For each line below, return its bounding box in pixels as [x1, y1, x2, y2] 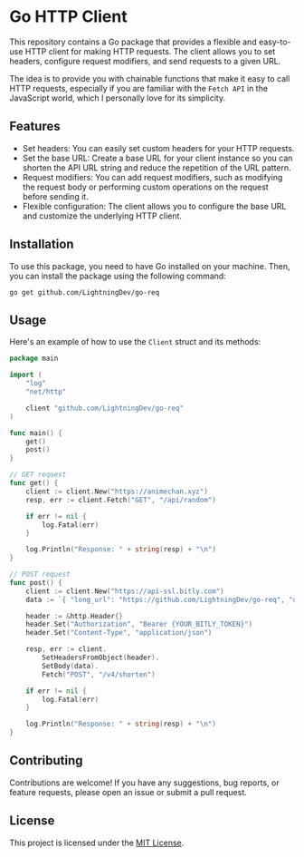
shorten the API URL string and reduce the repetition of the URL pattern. [22, 161, 291, 173]
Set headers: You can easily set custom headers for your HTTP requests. [22, 142, 295, 153]
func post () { [9, 578, 63, 587]
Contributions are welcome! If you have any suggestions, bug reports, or [9, 777, 280, 788]
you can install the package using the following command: [9, 270, 226, 281]
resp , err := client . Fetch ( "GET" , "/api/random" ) [25, 495, 217, 504]
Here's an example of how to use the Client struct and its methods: [9, 336, 261, 347]
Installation [9, 237, 74, 252]
